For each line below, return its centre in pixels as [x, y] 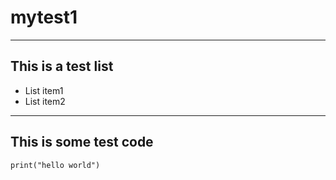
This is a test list [62, 66]
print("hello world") [55, 165]
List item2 [45, 101]
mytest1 [44, 17]
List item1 [44, 90]
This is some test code [82, 142]
